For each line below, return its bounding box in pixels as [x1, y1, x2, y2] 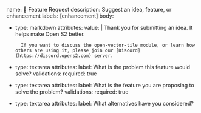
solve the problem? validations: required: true [15, 88, 129, 95]
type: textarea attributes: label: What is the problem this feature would [15, 64, 190, 70]
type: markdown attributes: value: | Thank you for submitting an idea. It [15, 24, 193, 31]
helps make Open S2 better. [15, 30, 85, 38]
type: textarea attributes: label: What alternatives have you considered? [15, 100, 194, 107]
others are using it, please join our [15, 47, 114, 53]
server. [94, 53, 114, 59]
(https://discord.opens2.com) [15, 53, 92, 59]
